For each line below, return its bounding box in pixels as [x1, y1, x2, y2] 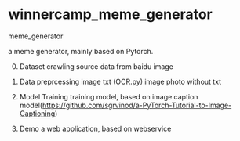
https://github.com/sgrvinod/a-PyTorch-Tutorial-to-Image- [42, 100, 232, 110]
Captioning [19, 108, 56, 118]
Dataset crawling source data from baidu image [19, 61, 174, 71]
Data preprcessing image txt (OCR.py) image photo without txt [19, 77, 222, 86]
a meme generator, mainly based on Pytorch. [8, 46, 154, 56]
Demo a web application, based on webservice [19, 124, 172, 133]
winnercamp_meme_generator [8, 5, 213, 23]
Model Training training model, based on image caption [19, 92, 198, 101]
